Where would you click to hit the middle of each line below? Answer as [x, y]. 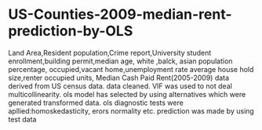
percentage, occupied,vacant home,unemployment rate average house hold [131, 69]
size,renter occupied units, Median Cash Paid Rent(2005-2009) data [119, 78]
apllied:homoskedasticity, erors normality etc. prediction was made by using [131, 110]
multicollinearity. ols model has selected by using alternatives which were [127, 94]
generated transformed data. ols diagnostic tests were [96, 103]
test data [22, 119]
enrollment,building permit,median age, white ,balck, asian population [120, 61]
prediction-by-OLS [71, 31]
